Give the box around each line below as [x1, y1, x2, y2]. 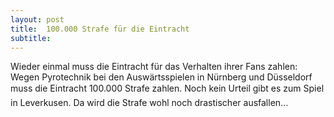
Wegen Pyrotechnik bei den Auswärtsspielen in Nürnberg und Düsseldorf [10, 71, 313, 83]
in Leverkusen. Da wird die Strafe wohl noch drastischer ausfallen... [10, 97, 289, 109]
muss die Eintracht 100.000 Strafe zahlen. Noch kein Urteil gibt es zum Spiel [10, 82, 325, 95]
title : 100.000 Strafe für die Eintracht [10, 24, 190, 34]
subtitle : [10, 33, 52, 43]
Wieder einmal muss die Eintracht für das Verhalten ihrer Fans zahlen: [10, 61, 298, 73]
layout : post [10, 14, 65, 25]
